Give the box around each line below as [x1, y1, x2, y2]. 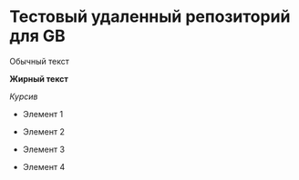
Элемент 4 [22, 161, 66, 172]
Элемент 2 [22, 125, 66, 137]
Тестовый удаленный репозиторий [9, 6, 291, 27]
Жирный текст [9, 73, 68, 84]
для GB [9, 25, 66, 46]
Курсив [9, 91, 38, 102]
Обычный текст [9, 55, 70, 66]
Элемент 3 [22, 144, 66, 155]
